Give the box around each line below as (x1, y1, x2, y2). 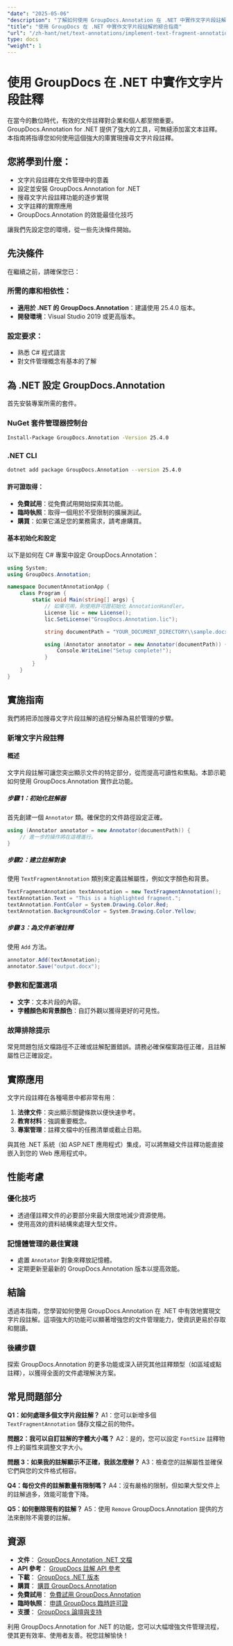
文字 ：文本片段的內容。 (17, 997, 85, 1006)
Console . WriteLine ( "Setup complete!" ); (56, 647, 172, 654)
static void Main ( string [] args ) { (32, 596, 135, 603)
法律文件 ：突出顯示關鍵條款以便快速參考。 (17, 1108, 139, 1116)
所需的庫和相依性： (7, 286, 71, 296)
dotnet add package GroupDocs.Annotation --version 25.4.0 (7, 466, 182, 473)
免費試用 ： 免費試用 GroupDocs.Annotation (17, 1590, 141, 1599)
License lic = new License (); (44, 609, 132, 616)
